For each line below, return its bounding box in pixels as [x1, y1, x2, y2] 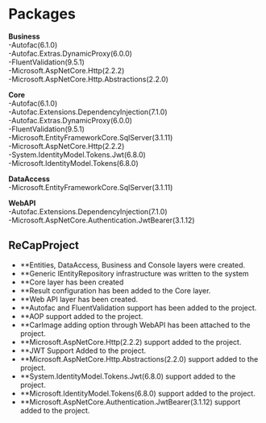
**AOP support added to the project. [19, 311, 143, 321]
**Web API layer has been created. [19, 294, 139, 304]
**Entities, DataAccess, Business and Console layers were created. [19, 259, 246, 270]
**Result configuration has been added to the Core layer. [19, 285, 211, 295]
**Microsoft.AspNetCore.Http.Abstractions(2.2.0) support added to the [19, 354, 259, 363]
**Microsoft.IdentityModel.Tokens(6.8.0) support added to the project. [19, 388, 256, 398]
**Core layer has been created [19, 277, 124, 287]
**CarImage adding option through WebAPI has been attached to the [19, 320, 251, 330]
